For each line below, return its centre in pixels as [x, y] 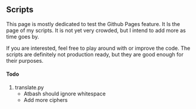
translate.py [29, 88]
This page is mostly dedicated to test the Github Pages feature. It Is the [93, 24]
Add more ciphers [46, 100]
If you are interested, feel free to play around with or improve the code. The [98, 48]
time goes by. [23, 36]
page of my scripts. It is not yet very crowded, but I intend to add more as [96, 30]
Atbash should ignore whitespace [64, 94]
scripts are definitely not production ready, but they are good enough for [95, 54]
